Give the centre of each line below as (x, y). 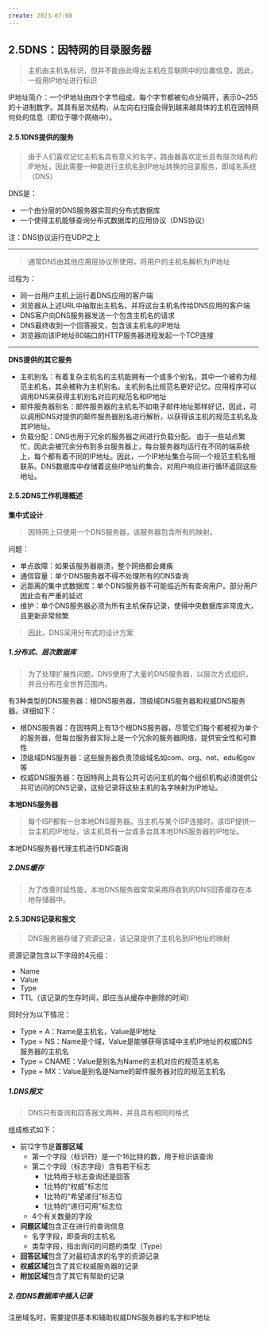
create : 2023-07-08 (41, 16)
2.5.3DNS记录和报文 (42, 919)
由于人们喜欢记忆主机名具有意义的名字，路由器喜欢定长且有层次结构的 (143, 156)
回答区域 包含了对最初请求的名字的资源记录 (89, 1256)
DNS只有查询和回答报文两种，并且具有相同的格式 (108, 1112)
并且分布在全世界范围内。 (70, 684)
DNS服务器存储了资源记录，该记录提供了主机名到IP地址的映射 (129, 938)
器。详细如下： (33, 711)
